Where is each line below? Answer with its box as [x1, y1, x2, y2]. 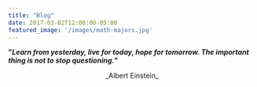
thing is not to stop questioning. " [8, 56, 119, 65]
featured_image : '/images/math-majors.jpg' [8, 26, 153, 34]
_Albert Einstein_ [105, 71, 160, 81]
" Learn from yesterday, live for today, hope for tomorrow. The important [8, 48, 249, 57]
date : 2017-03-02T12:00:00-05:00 [8, 19, 118, 27]
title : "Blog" [8, 11, 55, 20]
